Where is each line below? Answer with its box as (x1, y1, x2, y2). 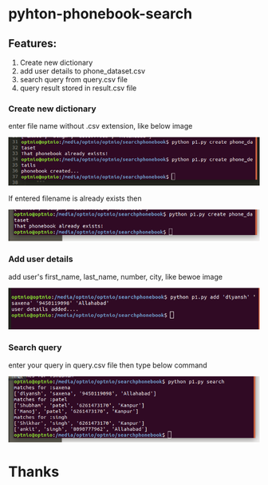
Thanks (8, 463, 60, 480)
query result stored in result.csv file (19, 83, 137, 93)
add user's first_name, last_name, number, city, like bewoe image (8, 272, 223, 281)
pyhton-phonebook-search (8, 5, 193, 23)
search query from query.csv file (19, 75, 128, 84)
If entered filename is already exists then (8, 193, 142, 204)
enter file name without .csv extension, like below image (8, 121, 193, 131)
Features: (8, 37, 57, 50)
